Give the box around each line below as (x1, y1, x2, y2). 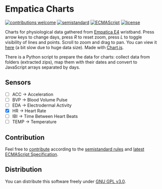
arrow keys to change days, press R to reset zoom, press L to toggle (5, 34, 142, 40)
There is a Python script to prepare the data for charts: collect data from (5, 54, 150, 59)
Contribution (5, 133, 45, 142)
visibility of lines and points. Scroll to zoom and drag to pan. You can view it (5, 39, 157, 45)
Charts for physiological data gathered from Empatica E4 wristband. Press (5, 29, 155, 35)
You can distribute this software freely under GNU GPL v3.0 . (5, 178, 126, 184)
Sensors (5, 78, 31, 87)
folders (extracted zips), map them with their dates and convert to (5, 59, 138, 65)
